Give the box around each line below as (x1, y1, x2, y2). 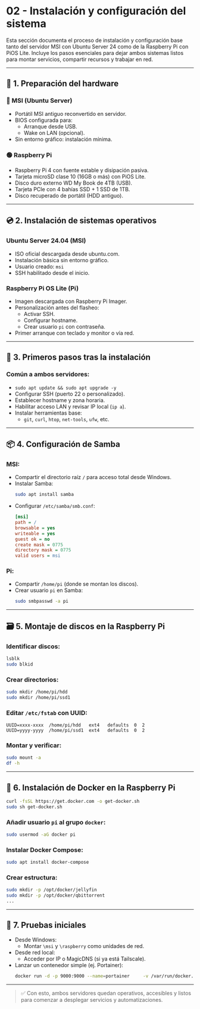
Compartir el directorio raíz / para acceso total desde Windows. (14, 474, 171, 481)
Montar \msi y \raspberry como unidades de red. (23, 942, 145, 949)
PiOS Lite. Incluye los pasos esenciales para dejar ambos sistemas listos (6, 49, 184, 56)
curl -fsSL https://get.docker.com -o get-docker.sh (6, 798, 140, 804)
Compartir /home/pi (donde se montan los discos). (14, 581, 139, 588)
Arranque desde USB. (23, 122, 77, 130)
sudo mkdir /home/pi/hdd (6, 689, 68, 695)
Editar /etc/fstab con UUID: (6, 709, 87, 717)
